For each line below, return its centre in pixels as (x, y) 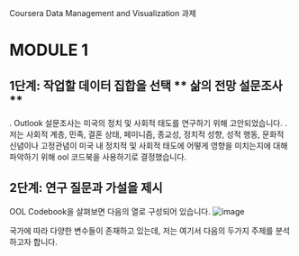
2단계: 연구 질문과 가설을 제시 (86, 188)
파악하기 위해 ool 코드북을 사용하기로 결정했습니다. (98, 157)
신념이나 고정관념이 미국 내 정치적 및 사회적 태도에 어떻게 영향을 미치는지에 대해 (149, 146)
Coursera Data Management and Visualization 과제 (103, 13)
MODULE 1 (49, 50)
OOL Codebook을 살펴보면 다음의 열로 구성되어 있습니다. (110, 211)
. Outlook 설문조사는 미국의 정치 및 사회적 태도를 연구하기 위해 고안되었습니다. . (149, 123)
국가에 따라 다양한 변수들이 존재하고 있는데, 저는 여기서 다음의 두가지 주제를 (141, 230)
